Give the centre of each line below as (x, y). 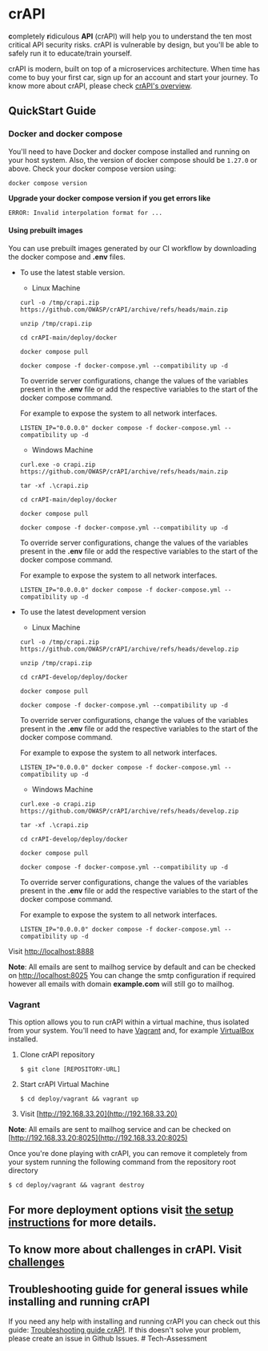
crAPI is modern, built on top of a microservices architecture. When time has (134, 68)
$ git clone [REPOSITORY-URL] (70, 1069)
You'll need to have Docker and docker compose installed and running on (129, 151)
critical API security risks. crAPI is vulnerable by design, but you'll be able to (134, 44)
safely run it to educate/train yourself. (70, 53)
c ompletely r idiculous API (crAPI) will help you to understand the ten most (130, 36)
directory (23, 1170)
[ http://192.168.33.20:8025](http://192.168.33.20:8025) (98, 1138)
